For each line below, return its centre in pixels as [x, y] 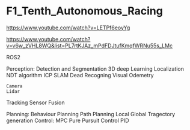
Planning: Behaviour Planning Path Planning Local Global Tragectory [91, 114]
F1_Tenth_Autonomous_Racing [85, 11]
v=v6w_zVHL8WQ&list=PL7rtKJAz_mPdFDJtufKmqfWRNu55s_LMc [90, 46]
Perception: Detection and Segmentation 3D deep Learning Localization [95, 69]
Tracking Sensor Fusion [35, 102]
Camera [14, 86]
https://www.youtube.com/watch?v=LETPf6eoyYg [68, 28]
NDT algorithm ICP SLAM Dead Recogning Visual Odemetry [80, 75]
